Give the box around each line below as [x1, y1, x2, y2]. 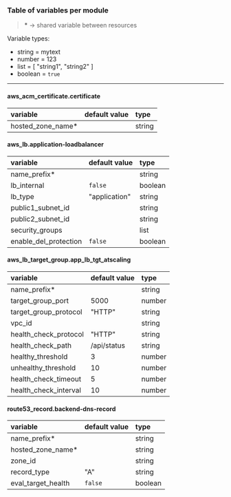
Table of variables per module [7, 6, 109, 15]
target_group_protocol [10, 307, 82, 317]
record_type [10, 467, 50, 477]
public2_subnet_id [10, 214, 70, 224]
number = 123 [16, 55, 57, 63]
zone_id [10, 456, 36, 466]
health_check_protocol [10, 329, 85, 339]
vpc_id [10, 318, 32, 328]
